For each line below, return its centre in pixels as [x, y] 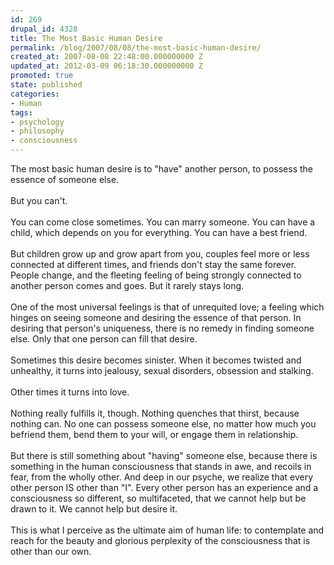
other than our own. [51, 551]
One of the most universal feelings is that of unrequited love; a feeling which [167, 307]
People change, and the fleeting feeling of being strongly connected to [156, 275]
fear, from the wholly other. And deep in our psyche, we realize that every [162, 477]
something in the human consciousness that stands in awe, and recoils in [161, 466]
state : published [46, 85]
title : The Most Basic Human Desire [86, 38]
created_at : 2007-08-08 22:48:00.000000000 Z [106, 57]
